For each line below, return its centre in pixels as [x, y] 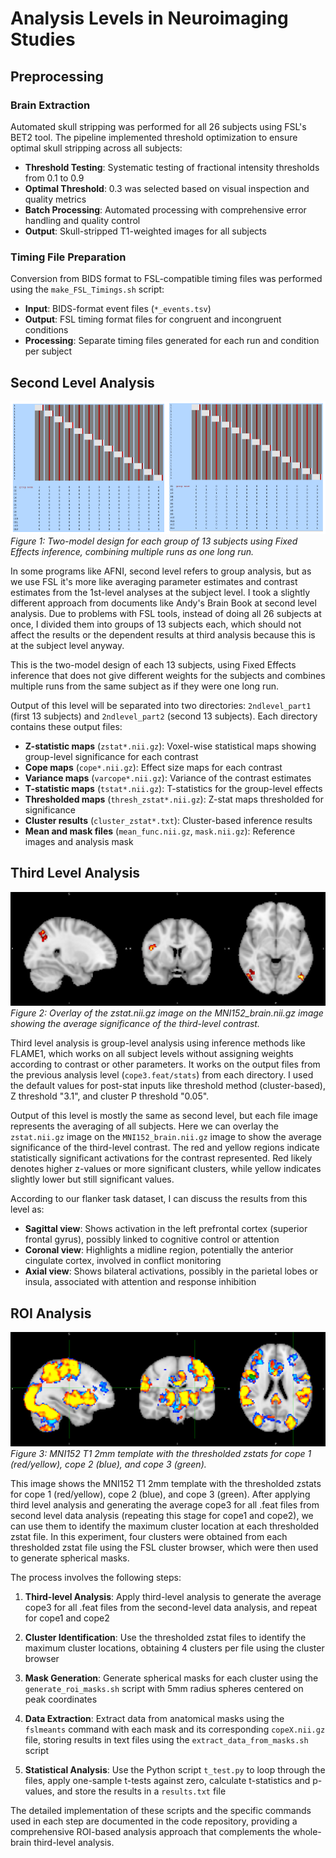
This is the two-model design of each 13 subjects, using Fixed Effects [153, 664]
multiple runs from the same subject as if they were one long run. [144, 686]
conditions [46, 330]
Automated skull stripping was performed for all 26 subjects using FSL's [158, 126]
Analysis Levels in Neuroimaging [149, 18]
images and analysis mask [79, 841]
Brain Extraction [50, 105]
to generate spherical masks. [70, 1558]
